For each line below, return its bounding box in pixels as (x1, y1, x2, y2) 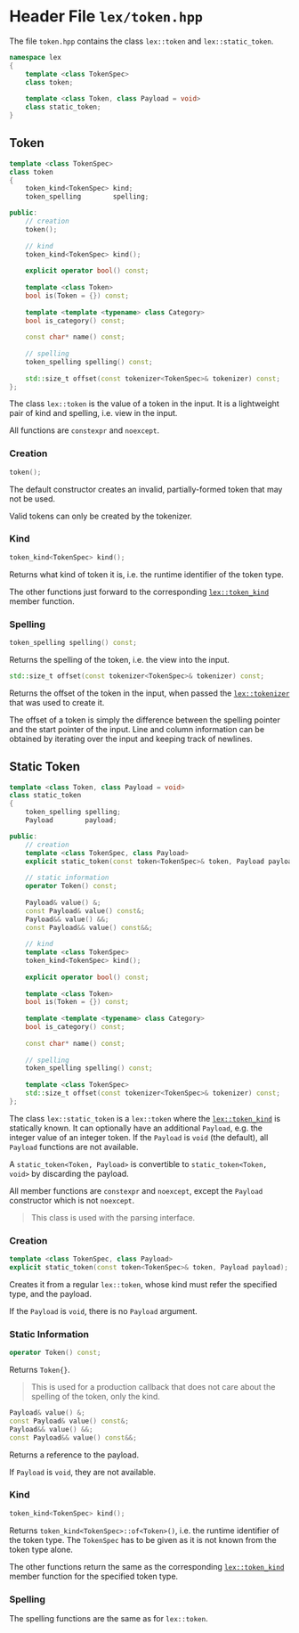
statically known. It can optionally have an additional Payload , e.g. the (9, 1123, 263, 1133)
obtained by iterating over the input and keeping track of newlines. (9, 733, 254, 744)
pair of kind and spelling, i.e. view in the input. (9, 408, 178, 419)
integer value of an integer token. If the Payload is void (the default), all (9, 1131, 269, 1142)
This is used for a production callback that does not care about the (30, 1382, 276, 1392)
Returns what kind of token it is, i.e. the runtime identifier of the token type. (9, 568, 285, 580)
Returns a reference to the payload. (9, 1449, 140, 1460)
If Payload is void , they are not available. (9, 1466, 157, 1477)
